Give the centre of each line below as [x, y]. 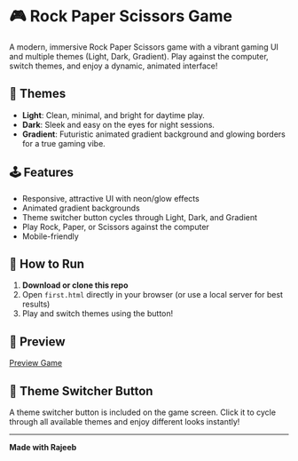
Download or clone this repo [75, 285]
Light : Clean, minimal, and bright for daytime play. [114, 115]
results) [36, 304]
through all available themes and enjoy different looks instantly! [125, 421]
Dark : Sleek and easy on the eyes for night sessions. [118, 124]
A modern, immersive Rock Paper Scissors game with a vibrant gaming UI [144, 47]
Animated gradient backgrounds [81, 208]
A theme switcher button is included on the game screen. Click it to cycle [143, 412]
